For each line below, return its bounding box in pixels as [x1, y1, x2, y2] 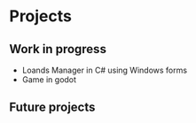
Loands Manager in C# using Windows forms [21, 65, 188, 75]
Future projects [9, 100, 96, 115]
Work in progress [9, 42, 106, 57]
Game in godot [21, 74, 77, 85]
